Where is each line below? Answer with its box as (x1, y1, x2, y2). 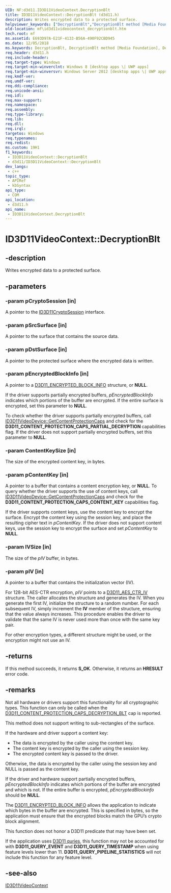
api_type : (5, 188, 26, 193)
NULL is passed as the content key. (5, 766, 80, 772)
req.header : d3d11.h (5, 50, 49, 55)
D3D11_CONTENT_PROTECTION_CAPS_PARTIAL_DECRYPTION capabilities (5, 423, 166, 429)
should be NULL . (5, 792, 41, 798)
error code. (5, 671, 29, 677)
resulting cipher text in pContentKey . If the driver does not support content (5, 520, 162, 526)
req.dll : (5, 121, 24, 127)
